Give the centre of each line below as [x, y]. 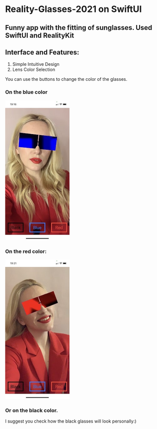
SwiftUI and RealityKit [40, 35]
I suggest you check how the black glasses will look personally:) [71, 421]
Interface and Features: [42, 52]
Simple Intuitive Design [36, 64]
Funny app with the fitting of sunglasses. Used [79, 28]
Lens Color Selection [34, 70]
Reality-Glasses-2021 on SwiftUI [74, 9]
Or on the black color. [32, 410]
